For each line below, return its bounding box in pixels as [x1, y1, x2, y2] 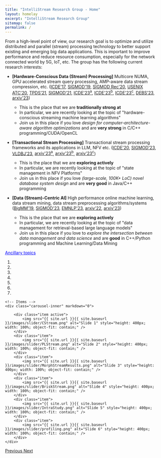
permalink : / [5, 25, 31, 30]
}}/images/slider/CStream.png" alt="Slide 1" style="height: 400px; [5, 321, 146, 326]
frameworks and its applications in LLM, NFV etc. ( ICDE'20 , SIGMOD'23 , [12, 144, 156, 150]
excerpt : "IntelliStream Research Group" [5, 16, 90, 21]
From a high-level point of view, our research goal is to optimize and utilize [5, 38, 154, 44]
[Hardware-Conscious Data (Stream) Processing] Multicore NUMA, [12, 74, 149, 79]
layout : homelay [5, 12, 38, 16]
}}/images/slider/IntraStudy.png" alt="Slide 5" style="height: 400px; [5, 406, 152, 411]
